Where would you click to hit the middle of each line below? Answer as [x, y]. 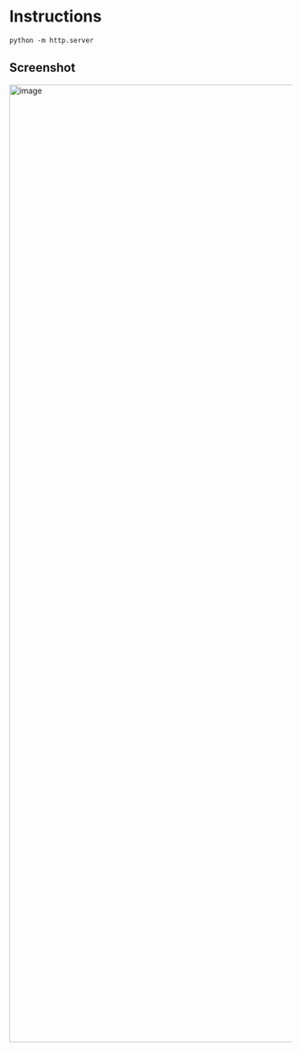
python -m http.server [52, 40]
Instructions [56, 17]
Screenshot [43, 68]
